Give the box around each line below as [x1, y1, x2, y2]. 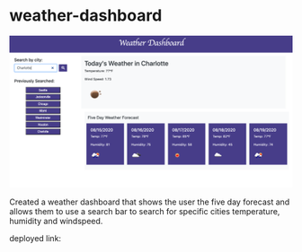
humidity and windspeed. [9, 216, 103, 227]
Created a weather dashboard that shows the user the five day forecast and [9, 196, 290, 207]
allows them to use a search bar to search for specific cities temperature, [9, 206, 280, 217]
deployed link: [9, 233, 61, 244]
